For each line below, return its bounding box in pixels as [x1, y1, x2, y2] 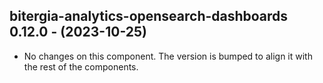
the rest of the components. [23, 60, 139, 73]
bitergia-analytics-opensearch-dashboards [9, 8, 289, 25]
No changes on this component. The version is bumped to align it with [23, 50, 313, 62]
